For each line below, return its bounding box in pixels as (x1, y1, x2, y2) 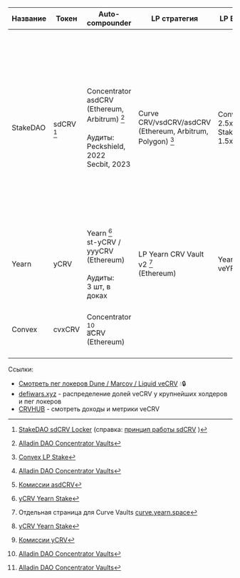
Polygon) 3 (138, 135, 175, 147)
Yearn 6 (86, 227, 113, 238)
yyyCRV (86, 246, 114, 256)
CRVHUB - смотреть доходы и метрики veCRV (18, 405, 160, 413)
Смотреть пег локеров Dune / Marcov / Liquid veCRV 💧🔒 (18, 379, 187, 388)
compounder (86, 18, 132, 28)
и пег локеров (18, 397, 62, 406)
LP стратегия (151, 14, 199, 24)
